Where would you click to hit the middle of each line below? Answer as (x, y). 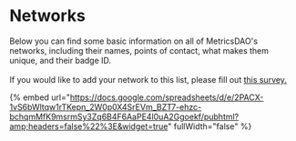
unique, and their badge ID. (61, 60)
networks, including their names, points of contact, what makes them (139, 50)
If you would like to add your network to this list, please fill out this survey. (148, 79)
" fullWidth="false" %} (210, 126)
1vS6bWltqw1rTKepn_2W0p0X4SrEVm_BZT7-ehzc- (106, 106)
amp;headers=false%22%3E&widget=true (89, 126)
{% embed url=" (40, 97)
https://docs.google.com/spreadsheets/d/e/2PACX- (167, 97)
